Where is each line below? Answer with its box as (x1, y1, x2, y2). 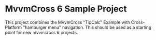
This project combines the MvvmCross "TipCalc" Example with (5, 19, 130, 25)
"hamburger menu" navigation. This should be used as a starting (23, 24, 152, 30)
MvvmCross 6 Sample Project (5, 3, 127, 14)
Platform (5, 24, 22, 30)
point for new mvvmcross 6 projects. (5, 29, 78, 35)
